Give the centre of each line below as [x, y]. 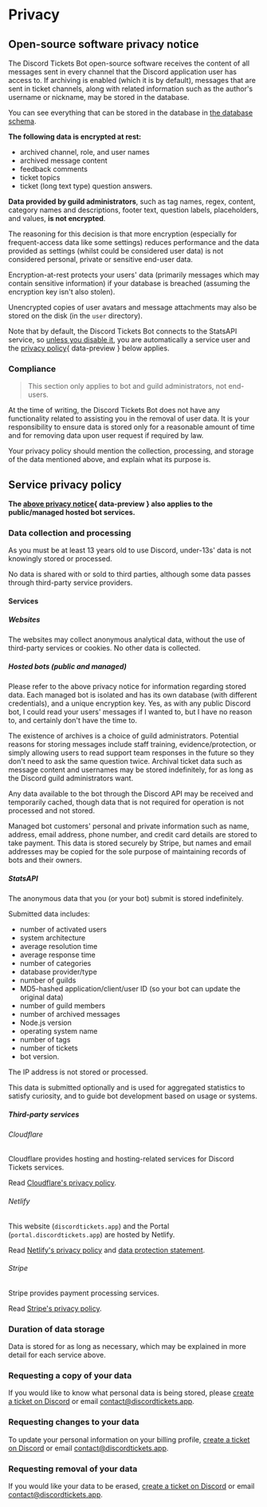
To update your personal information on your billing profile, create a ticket [129, 1439]
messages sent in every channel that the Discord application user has [123, 72]
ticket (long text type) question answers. [86, 186]
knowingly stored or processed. [61, 559]
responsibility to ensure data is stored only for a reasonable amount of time [132, 427]
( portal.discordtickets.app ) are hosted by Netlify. [92, 1234]
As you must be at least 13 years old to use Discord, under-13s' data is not [130, 550]
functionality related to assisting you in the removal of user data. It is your [129, 419]
